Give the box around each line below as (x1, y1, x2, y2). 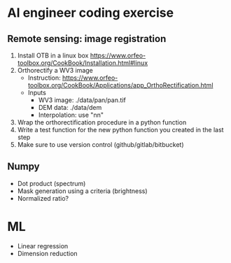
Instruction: (27, 73, 61, 82)
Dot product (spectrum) (17, 179, 86, 187)
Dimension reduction (17, 249, 78, 257)
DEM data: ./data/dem (38, 104, 102, 111)
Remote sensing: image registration (7, 33, 167, 45)
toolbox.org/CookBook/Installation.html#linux (17, 59, 148, 67)
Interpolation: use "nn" (38, 111, 104, 119)
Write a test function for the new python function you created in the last (17, 126, 224, 134)
